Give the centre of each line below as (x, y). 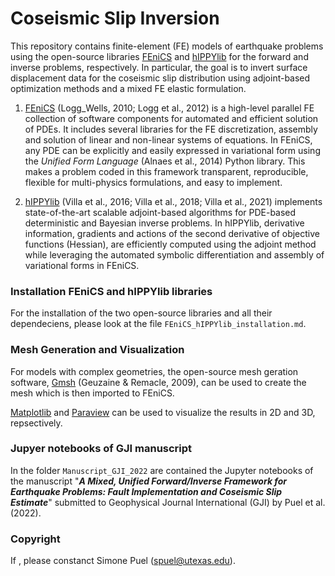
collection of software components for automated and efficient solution (171, 118)
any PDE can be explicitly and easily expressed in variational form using (172, 150)
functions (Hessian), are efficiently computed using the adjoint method (170, 244)
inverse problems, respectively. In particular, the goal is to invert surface (159, 67)
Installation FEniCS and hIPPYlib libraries (111, 291)
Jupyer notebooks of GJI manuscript (101, 449)
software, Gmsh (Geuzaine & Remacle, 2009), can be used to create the (158, 382)
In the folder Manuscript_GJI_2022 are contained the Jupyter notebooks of (162, 470)
